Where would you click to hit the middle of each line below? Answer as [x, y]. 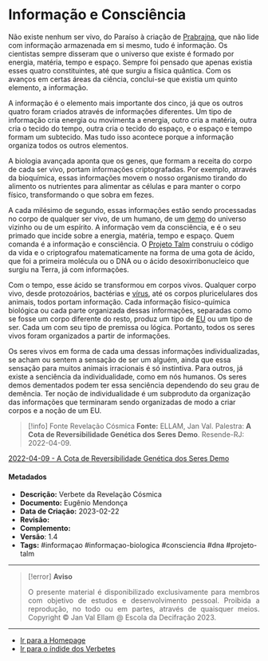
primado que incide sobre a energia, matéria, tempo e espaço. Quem [121, 235]
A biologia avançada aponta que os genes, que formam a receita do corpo [130, 160]
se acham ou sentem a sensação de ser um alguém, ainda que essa [120, 360]
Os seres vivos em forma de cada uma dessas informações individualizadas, [134, 351]
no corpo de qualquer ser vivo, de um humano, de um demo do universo [127, 218]
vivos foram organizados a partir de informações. [89, 336]
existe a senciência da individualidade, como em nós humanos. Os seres [128, 376]
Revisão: [35, 520]
